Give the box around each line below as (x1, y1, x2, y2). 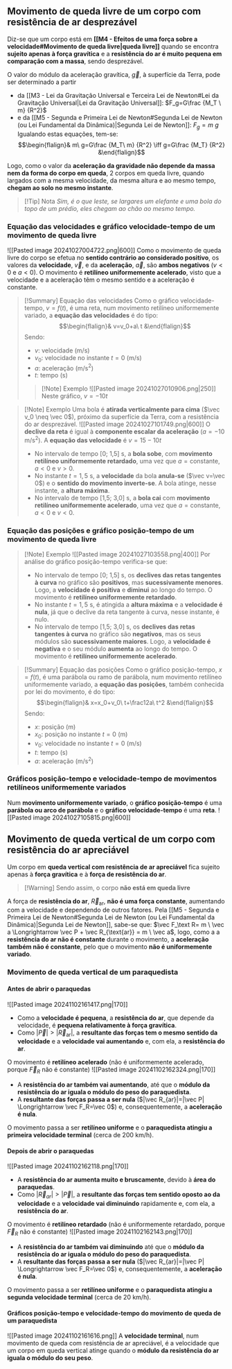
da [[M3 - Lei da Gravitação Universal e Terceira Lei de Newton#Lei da (17, 91, 220, 99)
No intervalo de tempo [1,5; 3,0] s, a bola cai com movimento (34, 494, 211, 502)
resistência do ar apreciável (7, 844, 130, 856)
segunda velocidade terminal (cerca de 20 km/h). (7, 1293, 151, 1301)
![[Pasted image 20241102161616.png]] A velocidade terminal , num (7, 1332, 199, 1340)
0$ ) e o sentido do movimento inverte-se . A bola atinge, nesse (34, 479, 217, 488)
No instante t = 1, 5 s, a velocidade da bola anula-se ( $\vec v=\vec (34, 472, 226, 480)
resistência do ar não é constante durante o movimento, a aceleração (7, 935, 209, 944)
